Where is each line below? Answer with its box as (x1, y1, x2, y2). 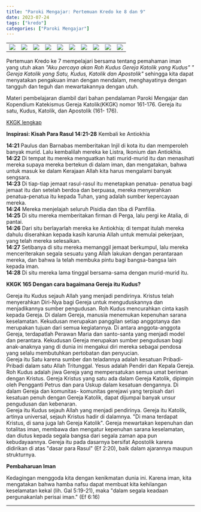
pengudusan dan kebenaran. (6, 400, 77, 407)
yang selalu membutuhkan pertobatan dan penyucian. (6, 349, 139, 356)
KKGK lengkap (6, 119, 42, 126)
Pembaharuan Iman (6, 463, 56, 470)
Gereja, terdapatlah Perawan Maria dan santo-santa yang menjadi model (6, 330, 185, 338)
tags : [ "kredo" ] (6, 20, 47, 26)
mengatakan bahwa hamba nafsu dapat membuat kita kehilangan (6, 481, 167, 488)
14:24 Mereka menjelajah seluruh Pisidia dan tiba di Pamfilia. (6, 206, 156, 213)
